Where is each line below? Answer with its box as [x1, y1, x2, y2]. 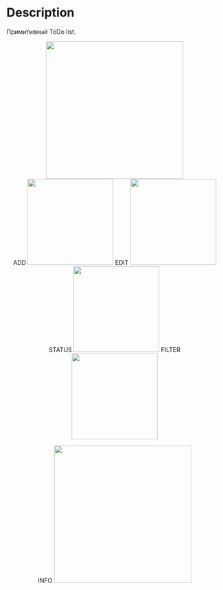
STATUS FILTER [48, 345, 181, 353]
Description [6, 5, 75, 21]
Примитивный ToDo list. [6, 28, 76, 36]
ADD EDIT [12, 258, 129, 266]
